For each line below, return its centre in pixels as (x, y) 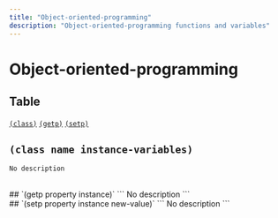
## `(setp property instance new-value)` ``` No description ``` (120, 204)
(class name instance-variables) (101, 149)
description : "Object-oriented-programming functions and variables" (140, 26)
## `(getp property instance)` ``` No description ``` (100, 194)
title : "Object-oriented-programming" (80, 17)
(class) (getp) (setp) (49, 124)
